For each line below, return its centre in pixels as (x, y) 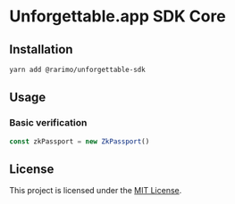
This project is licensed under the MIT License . (96, 191)
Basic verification (48, 123)
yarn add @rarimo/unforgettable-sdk (77, 69)
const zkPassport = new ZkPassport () (80, 141)
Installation (41, 49)
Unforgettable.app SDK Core (117, 16)
